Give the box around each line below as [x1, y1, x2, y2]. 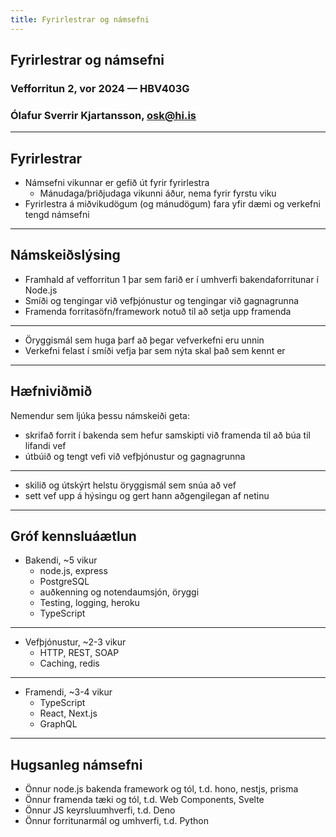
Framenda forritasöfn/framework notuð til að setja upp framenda [24, 305, 292, 317]
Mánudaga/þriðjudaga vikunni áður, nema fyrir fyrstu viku [39, 187, 277, 200]
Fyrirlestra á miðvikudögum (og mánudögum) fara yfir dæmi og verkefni [24, 198, 321, 210]
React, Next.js [39, 707, 98, 720]
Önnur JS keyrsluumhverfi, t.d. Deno [24, 804, 176, 816]
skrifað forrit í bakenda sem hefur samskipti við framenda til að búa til [24, 429, 311, 441]
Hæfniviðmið [10, 383, 93, 400]
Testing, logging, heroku [39, 597, 140, 609]
